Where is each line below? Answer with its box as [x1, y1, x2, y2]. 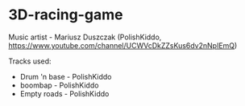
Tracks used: [8, 56, 52, 66]
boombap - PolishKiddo [19, 80, 99, 90]
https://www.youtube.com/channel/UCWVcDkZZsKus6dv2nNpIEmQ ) [8, 40, 238, 50]
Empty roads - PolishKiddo [19, 88, 110, 98]
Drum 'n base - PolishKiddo [19, 71, 112, 81]
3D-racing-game [8, 6, 123, 24]
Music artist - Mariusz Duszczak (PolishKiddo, [8, 32, 162, 42]
